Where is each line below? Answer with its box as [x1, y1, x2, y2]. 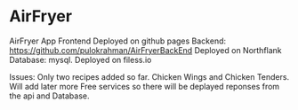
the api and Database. [9, 90, 90, 101]
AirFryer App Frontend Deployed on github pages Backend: [9, 35, 227, 46]
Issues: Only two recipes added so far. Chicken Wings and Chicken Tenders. [9, 71, 290, 82]
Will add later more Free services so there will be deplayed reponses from [9, 81, 280, 91]
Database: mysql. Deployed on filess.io [9, 54, 152, 65]
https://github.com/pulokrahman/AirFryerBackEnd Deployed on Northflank [9, 44, 282, 55]
